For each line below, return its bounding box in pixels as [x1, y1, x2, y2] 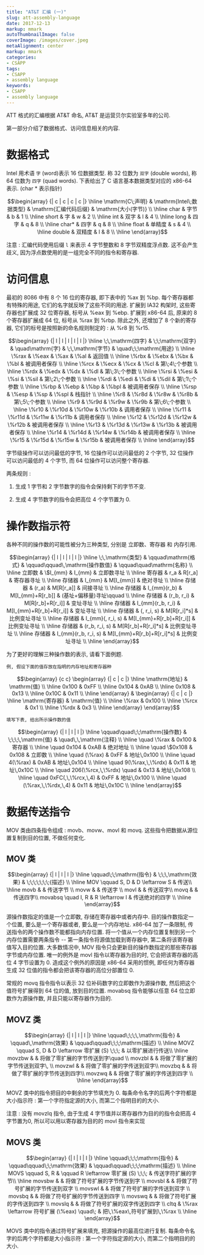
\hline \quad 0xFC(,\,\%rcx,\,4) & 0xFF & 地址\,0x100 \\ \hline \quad [18, 774, 187, 781]
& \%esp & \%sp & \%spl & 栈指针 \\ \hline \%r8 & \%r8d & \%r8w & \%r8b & [6, 390, 199, 398]
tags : [6, 65, 20, 72]
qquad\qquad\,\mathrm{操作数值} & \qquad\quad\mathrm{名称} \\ [27, 561, 193, 568]
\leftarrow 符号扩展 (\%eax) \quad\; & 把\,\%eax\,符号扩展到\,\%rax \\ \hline [7, 1207, 197, 1215]
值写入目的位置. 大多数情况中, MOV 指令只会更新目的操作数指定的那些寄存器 [6, 943, 197, 951]
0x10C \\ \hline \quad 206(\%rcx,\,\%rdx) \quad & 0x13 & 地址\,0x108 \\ [18, 766, 196, 773]
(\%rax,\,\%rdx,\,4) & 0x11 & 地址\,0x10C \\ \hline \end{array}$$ [23, 781, 182, 788]
